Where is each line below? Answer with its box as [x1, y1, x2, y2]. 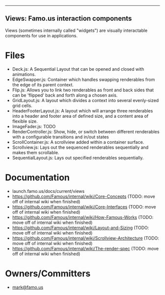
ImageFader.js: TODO [12, 123, 56, 129]
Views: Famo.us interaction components [5, 14, 132, 23]
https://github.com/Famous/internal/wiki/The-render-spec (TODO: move [12, 245, 159, 251]
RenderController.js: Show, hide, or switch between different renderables [12, 129, 160, 134]
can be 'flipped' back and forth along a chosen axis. [12, 92, 118, 98]
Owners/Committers [5, 268, 91, 279]
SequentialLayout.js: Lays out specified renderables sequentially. [12, 155, 144, 161]
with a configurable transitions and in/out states [12, 134, 109, 140]
